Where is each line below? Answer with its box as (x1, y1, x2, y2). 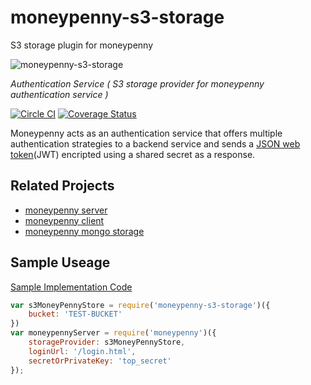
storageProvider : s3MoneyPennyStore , (28, 337, 186, 348)
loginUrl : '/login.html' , (28, 346, 137, 356)
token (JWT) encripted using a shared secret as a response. (10, 148, 256, 160)
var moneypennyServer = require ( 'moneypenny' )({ (10, 328, 217, 338)
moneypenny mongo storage (24, 225, 145, 237)
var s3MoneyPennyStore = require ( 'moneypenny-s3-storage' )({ (10, 300, 271, 310)
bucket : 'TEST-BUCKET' (28, 309, 123, 320)
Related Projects (10, 177, 115, 195)
